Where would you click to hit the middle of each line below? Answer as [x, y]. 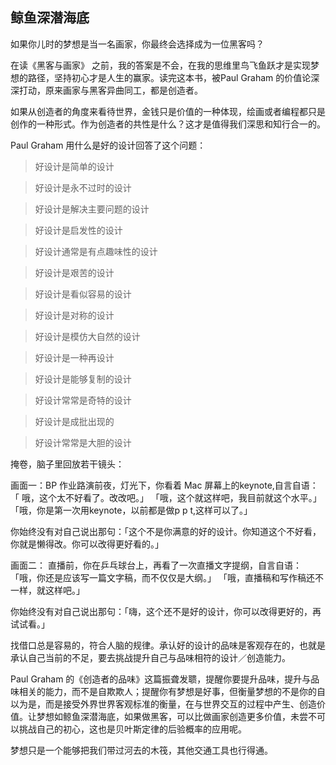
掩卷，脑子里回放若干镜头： [67, 464]
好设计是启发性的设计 [78, 230]
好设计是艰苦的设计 [74, 272]
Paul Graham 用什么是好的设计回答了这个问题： [108, 145]
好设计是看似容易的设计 [83, 294]
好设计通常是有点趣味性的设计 [96, 251]
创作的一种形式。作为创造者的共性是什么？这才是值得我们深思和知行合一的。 [168, 124]
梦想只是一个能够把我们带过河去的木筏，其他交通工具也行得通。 [141, 750]
